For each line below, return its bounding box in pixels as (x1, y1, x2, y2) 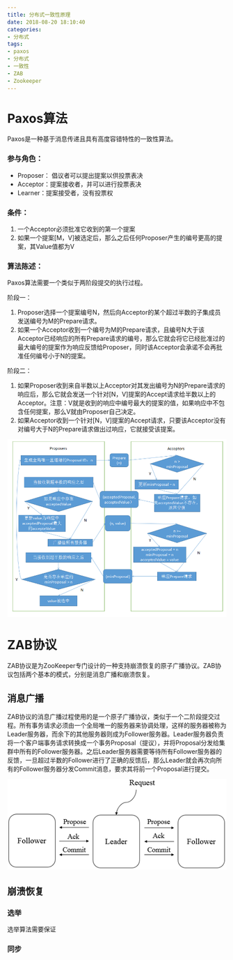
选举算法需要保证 (7, 925, 56, 934)
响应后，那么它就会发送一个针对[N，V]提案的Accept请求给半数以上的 (17, 390, 216, 399)
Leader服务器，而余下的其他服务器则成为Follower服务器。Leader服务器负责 (7, 729, 224, 738)
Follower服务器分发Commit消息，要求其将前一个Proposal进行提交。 (19, 764, 214, 773)
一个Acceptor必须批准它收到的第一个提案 (17, 225, 136, 234)
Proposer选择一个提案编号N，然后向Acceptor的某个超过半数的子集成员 (17, 308, 221, 317)
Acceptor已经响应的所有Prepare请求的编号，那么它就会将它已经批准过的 (17, 335, 225, 343)
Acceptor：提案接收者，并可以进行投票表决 (17, 180, 142, 188)
